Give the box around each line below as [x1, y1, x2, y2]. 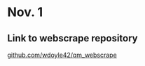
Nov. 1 [7, 4, 43, 20]
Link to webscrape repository [7, 32, 138, 44]
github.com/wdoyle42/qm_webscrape [7, 51, 117, 59]
